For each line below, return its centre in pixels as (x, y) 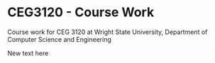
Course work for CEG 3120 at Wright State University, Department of (107, 32)
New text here (28, 53)
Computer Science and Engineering (60, 39)
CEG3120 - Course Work (81, 12)
